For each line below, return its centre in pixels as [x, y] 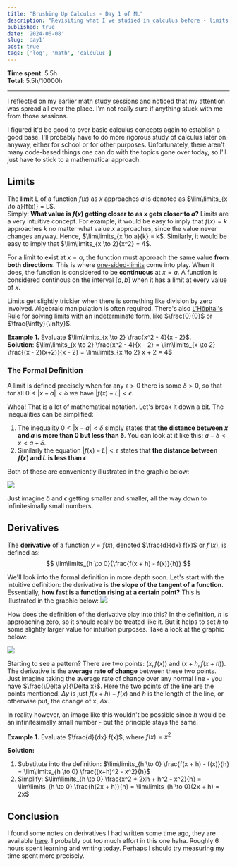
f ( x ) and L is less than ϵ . [53, 457]
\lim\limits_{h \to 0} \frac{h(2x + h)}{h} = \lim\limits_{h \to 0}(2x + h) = [119, 787]
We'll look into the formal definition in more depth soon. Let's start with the [116, 577]
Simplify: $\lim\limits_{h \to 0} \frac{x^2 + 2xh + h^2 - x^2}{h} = [110, 779]
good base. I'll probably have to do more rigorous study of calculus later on [117, 137]
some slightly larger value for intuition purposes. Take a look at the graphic [116, 629]
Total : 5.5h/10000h [35, 80]
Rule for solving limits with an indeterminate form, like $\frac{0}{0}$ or [110, 316]
